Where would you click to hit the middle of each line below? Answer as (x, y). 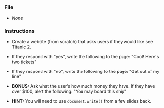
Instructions (20, 31)
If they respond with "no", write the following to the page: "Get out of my (85, 71)
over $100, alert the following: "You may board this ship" (69, 91)
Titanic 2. (21, 47)
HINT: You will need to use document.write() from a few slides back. (82, 101)
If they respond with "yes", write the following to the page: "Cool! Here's (85, 56)
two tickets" (24, 62)
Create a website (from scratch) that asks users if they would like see (82, 41)
